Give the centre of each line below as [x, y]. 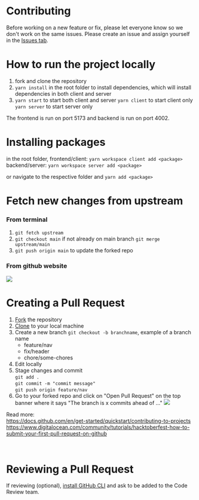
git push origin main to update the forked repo [74, 251]
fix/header [36, 351]
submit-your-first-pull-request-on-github [57, 433]
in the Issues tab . [27, 40]
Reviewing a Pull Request [70, 469]
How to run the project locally [81, 65]
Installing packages [56, 142]
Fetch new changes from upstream [95, 201]
